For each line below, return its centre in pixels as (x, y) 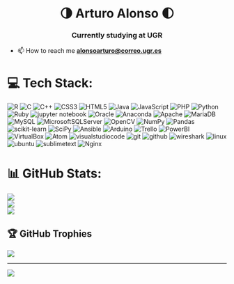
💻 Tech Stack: (50, 83)
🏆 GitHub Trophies (50, 234)
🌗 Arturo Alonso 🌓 (117, 14)
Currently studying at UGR (117, 35)
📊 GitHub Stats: (55, 173)
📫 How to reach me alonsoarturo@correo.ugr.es (89, 51)
